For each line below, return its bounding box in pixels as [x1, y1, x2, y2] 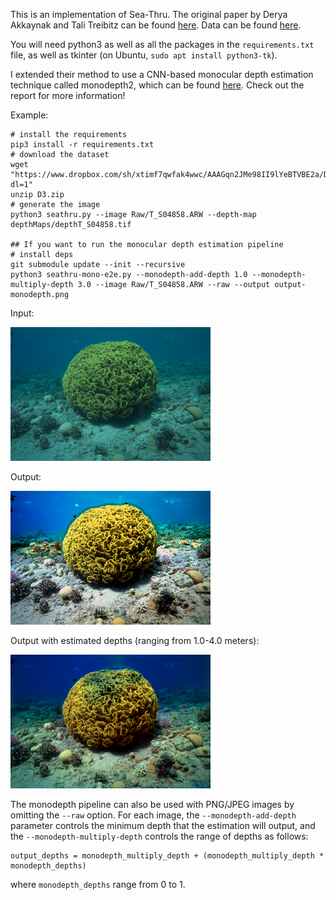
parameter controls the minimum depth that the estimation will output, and [10, 820, 316, 831]
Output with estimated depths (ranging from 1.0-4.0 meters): [10, 635, 260, 646]
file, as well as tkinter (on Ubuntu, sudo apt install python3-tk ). [10, 49, 278, 61]
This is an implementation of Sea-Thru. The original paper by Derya [10, 9, 288, 20]
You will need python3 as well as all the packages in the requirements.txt [10, 39, 315, 50]
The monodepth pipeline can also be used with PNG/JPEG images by [10, 799, 295, 810]
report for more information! [10, 90, 126, 101]
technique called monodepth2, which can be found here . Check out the [10, 79, 305, 91]
